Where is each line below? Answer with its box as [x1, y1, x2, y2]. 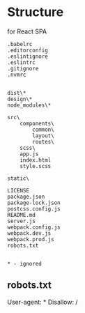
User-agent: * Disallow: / [7, 298, 78, 306]
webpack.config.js [7, 224, 61, 231]
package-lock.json [7, 199, 61, 206]
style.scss [20, 162, 52, 169]
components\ [20, 120, 54, 127]
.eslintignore [7, 53, 49, 60]
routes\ [32, 138, 54, 145]
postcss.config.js [7, 205, 61, 213]
